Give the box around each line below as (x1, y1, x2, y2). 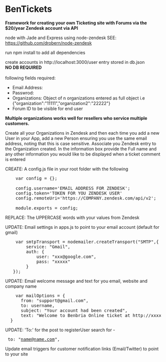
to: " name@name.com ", (7, 336, 60, 342)
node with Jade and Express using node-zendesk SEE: (5, 35, 117, 41)
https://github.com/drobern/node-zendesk (5, 40, 92, 46)
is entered (5, 156, 26, 162)
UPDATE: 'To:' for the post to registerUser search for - (5, 327, 115, 333)
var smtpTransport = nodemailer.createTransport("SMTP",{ (15, 239, 159, 245)
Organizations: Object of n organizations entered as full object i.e (12, 95, 145, 101)
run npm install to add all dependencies (5, 50, 85, 55)
